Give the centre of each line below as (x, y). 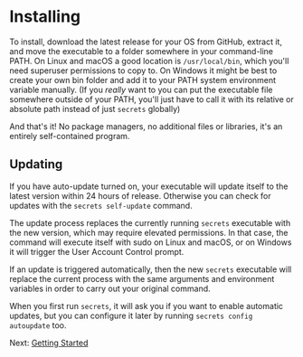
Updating (36, 164)
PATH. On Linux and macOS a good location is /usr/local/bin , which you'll (149, 61)
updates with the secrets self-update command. (101, 205)
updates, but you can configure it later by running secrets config (131, 315)
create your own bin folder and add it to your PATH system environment (143, 80)
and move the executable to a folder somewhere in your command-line (142, 51)
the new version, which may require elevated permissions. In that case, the (149, 232)
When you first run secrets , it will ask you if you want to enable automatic (146, 305)
